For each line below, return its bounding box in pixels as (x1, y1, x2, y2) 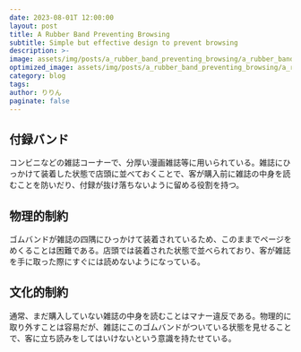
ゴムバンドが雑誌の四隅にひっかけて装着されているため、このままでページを (9, 234, 292, 245)
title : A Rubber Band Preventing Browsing (9, 30, 170, 39)
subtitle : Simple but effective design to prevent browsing (9, 38, 239, 47)
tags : (9, 80, 30, 89)
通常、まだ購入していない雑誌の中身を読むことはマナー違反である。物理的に (9, 310, 292, 321)
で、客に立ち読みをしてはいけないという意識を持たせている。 (9, 332, 236, 343)
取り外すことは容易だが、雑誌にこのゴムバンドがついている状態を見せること (9, 322, 292, 332)
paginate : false (9, 96, 70, 106)
